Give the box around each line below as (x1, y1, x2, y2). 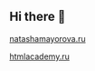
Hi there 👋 (9, 9, 66, 25)
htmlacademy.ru (9, 51, 70, 62)
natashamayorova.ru (9, 33, 86, 44)
